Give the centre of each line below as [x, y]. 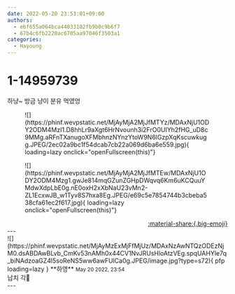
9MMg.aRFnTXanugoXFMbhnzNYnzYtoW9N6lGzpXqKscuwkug [116, 137]
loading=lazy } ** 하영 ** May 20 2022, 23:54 [66, 269]
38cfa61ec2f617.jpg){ [55, 203]
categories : [24, 40]
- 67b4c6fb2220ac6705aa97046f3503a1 [67, 33]
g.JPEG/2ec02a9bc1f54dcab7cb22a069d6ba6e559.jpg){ [107, 145]
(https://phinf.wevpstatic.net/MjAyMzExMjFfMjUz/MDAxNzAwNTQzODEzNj [116, 246]
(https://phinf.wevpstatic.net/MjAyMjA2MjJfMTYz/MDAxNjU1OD [117, 122]
